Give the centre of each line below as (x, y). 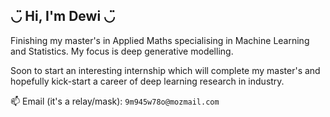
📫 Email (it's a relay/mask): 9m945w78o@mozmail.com (115, 101)
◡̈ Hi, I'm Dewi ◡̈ (63, 16)
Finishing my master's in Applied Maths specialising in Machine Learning (160, 40)
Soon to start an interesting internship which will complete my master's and (165, 70)
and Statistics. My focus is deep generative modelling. (122, 51)
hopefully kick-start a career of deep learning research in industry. (147, 81)
